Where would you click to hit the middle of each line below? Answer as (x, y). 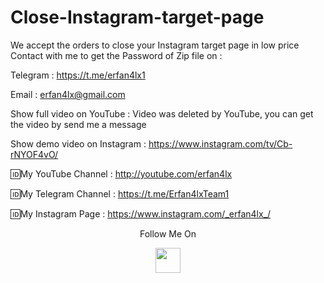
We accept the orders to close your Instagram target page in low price (155, 45)
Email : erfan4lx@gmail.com (68, 94)
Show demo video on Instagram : (78, 143)
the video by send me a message (78, 124)
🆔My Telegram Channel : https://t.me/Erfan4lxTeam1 (120, 193)
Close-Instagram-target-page (137, 17)
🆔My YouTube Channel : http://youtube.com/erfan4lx (121, 173)
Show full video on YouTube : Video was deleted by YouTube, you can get (162, 113)
